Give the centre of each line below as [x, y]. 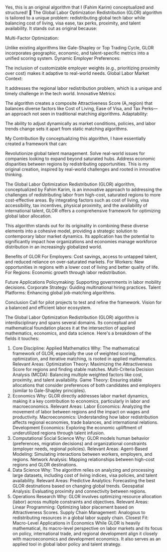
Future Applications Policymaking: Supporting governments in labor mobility [83, 282]
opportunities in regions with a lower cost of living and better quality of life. [82, 267]
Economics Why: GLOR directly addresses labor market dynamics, [80, 396]
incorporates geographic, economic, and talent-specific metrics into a [77, 53]
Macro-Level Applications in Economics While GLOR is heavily [76, 523]
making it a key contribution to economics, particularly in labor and [81, 401]
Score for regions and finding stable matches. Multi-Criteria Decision [83, 369]
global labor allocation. [29, 216]
